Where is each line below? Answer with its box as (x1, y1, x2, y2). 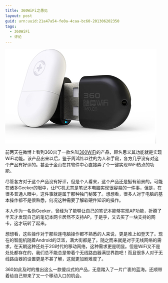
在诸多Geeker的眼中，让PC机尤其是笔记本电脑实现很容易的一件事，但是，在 (5, 185, 162, 191)
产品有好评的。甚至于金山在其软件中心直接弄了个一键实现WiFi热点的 (9, 162, 150, 167)
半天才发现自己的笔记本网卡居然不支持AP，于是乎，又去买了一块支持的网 (5, 214, 156, 220)
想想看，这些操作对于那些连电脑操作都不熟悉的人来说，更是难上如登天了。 (5, 231, 158, 237)
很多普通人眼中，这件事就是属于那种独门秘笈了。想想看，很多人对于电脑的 (5, 191, 158, 197)
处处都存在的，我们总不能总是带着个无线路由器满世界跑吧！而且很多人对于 (5, 250, 158, 256)
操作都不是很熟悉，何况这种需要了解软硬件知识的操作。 (9, 197, 123, 203)
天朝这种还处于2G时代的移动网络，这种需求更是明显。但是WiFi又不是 (18, 244, 160, 249)
